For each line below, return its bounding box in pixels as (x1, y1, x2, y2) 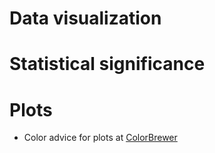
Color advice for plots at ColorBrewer (23, 132, 178, 144)
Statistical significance (9, 53, 206, 76)
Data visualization (9, 7, 162, 30)
